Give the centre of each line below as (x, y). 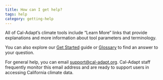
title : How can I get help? (34, 10)
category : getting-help (29, 19)
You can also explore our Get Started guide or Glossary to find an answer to (82, 48)
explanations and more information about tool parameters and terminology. (81, 38)
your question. (20, 53)
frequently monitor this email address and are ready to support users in (77, 67)
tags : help (16, 14)
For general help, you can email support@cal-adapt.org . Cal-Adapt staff (78, 62)
